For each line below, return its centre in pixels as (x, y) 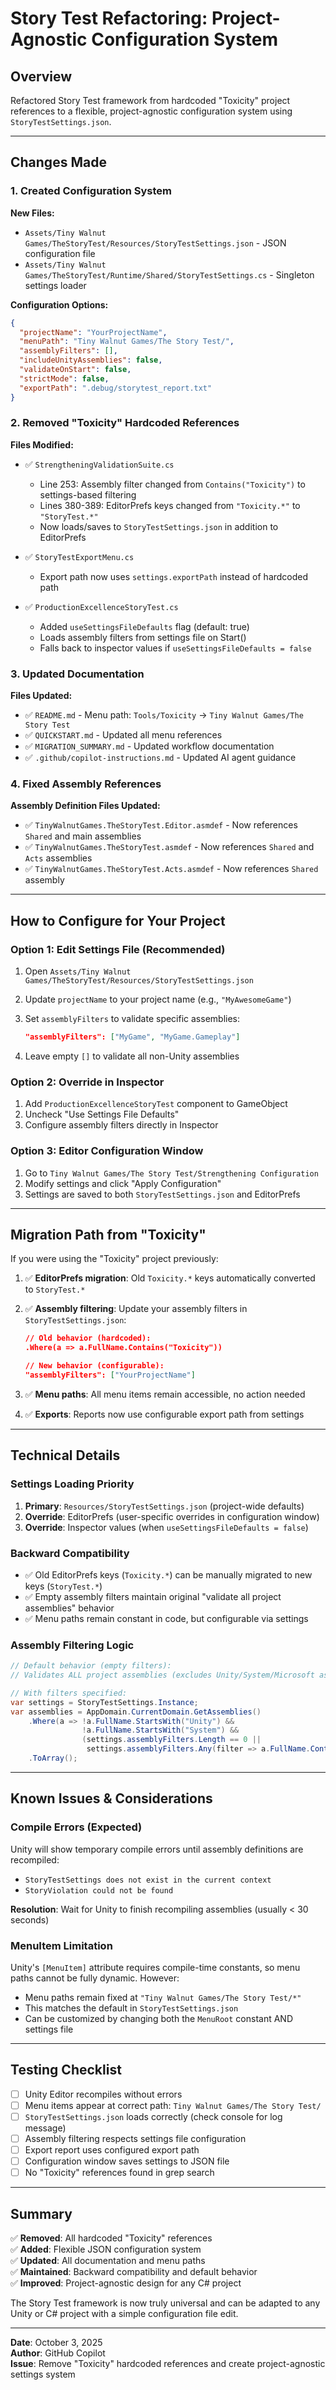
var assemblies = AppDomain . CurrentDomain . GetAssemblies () (136, 1712)
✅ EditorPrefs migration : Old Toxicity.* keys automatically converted (170, 1278)
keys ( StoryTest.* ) (63, 1586)
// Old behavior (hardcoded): (88, 1338)
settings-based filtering (88, 494)
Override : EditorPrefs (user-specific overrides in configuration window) (172, 1516)
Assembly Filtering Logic (72, 1645)
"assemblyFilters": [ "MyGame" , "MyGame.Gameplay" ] (132, 1037)
